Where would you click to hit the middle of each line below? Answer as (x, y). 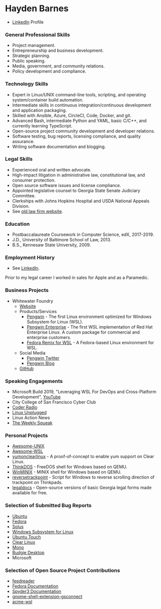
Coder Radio (25, 407)
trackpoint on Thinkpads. (37, 483)
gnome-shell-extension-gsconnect (47, 596)
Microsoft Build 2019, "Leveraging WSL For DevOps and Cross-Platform (84, 392)
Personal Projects (26, 435)
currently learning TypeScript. (42, 126)
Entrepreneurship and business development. (58, 51)
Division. (21, 206)
